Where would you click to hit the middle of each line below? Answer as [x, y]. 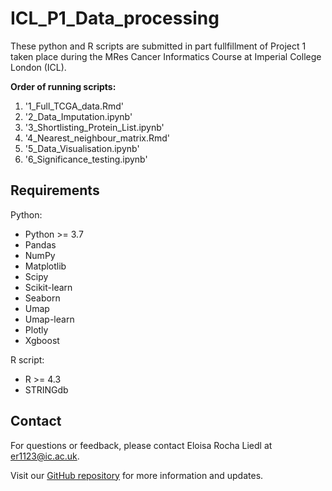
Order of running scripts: [63, 86]
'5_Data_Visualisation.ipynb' [82, 148]
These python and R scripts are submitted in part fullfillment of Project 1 [158, 46]
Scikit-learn [48, 287]
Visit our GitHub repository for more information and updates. [137, 475]
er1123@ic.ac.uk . [45, 456]
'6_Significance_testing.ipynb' [86, 159]
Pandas [40, 244]
